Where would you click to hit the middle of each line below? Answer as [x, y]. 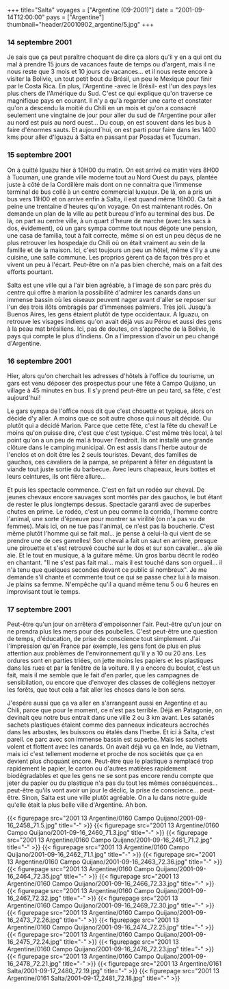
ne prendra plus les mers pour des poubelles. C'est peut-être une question [112, 631]
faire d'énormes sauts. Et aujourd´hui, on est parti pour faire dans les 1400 [112, 130]
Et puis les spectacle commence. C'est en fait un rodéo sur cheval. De [106, 490]
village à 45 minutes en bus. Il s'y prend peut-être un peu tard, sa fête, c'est [114, 390]
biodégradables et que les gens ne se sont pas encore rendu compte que [110, 776]
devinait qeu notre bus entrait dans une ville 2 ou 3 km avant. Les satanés [111, 718]
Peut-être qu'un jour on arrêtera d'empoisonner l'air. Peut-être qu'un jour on [114, 624]
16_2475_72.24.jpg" [35, 942]
